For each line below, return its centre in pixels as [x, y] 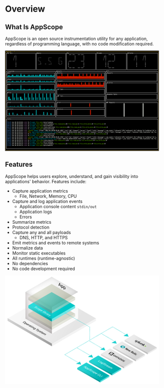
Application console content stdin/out [58, 206]
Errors [26, 217]
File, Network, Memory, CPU [48, 196]
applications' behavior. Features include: [46, 181]
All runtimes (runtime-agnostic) [43, 258]
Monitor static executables [39, 253]
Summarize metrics [32, 222]
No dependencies [30, 263]
